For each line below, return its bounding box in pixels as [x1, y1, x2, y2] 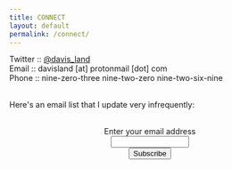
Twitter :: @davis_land [9, 54, 91, 65]
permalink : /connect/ [9, 29, 90, 38]
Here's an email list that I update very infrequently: [9, 100, 195, 110]
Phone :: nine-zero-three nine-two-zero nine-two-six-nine [9, 73, 223, 84]
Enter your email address [104, 126, 196, 137]
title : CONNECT [9, 12, 66, 22]
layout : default [9, 21, 70, 30]
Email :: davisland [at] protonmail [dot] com [9, 63, 168, 74]
